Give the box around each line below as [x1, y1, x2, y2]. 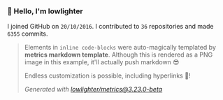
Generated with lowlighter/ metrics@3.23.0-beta [24, 85, 163, 94]
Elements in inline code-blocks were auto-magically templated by [24, 43, 217, 52]
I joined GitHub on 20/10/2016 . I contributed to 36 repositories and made [7, 22, 214, 31]
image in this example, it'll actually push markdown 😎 [24, 58, 180, 66]
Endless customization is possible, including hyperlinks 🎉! [24, 71, 191, 80]
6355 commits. [7, 29, 48, 38]
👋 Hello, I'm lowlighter [7, 6, 84, 16]
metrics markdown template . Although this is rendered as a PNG [24, 50, 213, 59]
